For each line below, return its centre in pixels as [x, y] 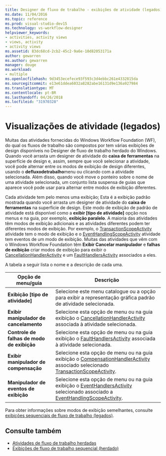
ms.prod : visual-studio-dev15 [36, 24]
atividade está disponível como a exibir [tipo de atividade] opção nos [76, 213]
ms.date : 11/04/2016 [26, 14]
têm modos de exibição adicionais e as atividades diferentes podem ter [78, 224]
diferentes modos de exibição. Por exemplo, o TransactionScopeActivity [79, 229]
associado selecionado [82, 365]
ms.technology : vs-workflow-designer [44, 28]
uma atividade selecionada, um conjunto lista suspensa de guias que [75, 182]
